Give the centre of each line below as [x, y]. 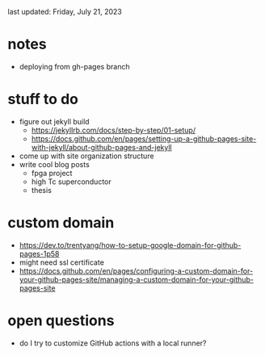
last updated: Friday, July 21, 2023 [65, 12]
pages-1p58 [39, 253]
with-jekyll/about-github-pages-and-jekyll [101, 147]
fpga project [52, 173]
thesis [41, 190]
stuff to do [43, 99]
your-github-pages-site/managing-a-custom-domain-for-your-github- [137, 279]
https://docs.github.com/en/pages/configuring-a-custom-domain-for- [136, 270]
